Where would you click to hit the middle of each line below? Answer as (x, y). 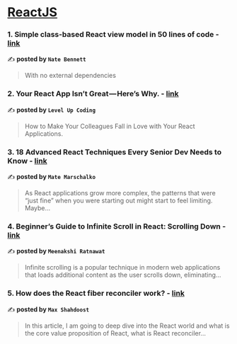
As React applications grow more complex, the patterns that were (120, 193)
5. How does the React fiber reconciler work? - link (96, 293)
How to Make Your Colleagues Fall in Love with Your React (110, 126)
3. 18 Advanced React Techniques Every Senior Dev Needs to (114, 151)
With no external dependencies (70, 76)
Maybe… (37, 208)
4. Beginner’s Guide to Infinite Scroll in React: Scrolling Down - (117, 226)
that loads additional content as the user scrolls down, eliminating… (123, 275)
